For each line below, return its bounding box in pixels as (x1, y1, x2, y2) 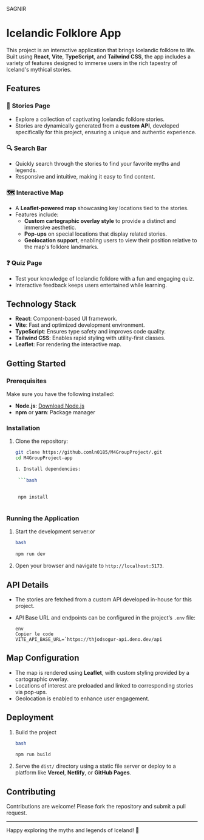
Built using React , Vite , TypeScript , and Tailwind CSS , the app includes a (6, 53, 191, 60)
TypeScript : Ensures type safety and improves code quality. (15, 328, 166, 335)
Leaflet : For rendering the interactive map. (15, 341, 121, 348)
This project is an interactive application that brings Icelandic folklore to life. (6, 46, 196, 53)
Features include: (15, 211, 59, 218)
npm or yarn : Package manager (15, 409, 95, 416)
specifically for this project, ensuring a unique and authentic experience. (15, 128, 197, 135)
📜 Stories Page (6, 101, 50, 110)
